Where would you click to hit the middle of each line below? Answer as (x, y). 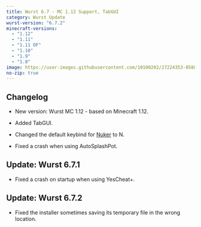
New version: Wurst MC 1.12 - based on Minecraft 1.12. (82, 112)
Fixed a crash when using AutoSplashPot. (66, 146)
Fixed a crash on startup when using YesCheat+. (75, 179)
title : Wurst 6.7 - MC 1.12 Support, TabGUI (63, 12)
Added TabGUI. (34, 123)
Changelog (27, 97)
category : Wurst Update (36, 17)
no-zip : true (22, 73)
